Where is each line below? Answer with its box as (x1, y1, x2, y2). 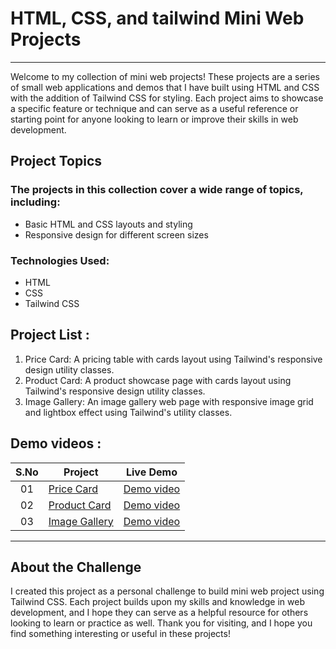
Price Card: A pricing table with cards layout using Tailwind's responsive (24, 353, 323, 365)
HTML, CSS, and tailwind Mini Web (10, 7, 305, 30)
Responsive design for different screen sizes (24, 228, 209, 241)
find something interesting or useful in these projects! (10, 628, 231, 640)
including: (10, 195, 61, 209)
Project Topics (10, 153, 103, 170)
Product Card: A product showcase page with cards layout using (24, 374, 292, 386)
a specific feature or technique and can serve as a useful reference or (10, 102, 299, 114)
